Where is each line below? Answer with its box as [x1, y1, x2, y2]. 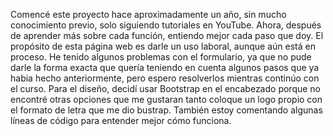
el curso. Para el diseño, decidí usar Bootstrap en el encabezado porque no [10, 83, 322, 94]
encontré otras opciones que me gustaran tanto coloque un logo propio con [10, 94, 323, 105]
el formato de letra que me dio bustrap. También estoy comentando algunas [10, 104, 323, 116]
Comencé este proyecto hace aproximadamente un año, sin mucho [10, 9, 287, 20]
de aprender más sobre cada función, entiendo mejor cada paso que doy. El [10, 30, 324, 41]
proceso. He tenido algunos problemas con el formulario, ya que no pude [10, 51, 312, 63]
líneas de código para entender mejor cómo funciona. [10, 115, 232, 126]
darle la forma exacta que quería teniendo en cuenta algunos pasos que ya [10, 62, 320, 73]
